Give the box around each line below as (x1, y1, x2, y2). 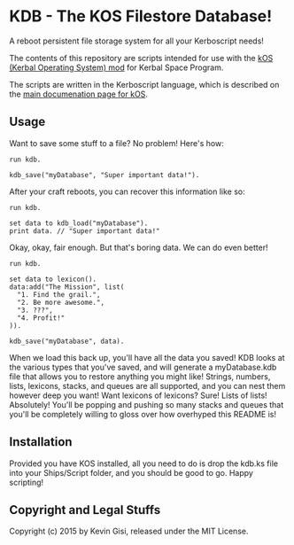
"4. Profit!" (17, 313, 66, 323)
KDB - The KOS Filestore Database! (9, 6, 273, 27)
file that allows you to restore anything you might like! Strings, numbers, (9, 370, 271, 382)
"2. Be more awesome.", (17, 298, 104, 307)
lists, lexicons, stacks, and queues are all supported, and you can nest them (9, 380, 286, 391)
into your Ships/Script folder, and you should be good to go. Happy (9, 467, 254, 478)
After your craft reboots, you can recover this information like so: (9, 186, 245, 197)
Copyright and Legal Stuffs (9, 502, 161, 518)
